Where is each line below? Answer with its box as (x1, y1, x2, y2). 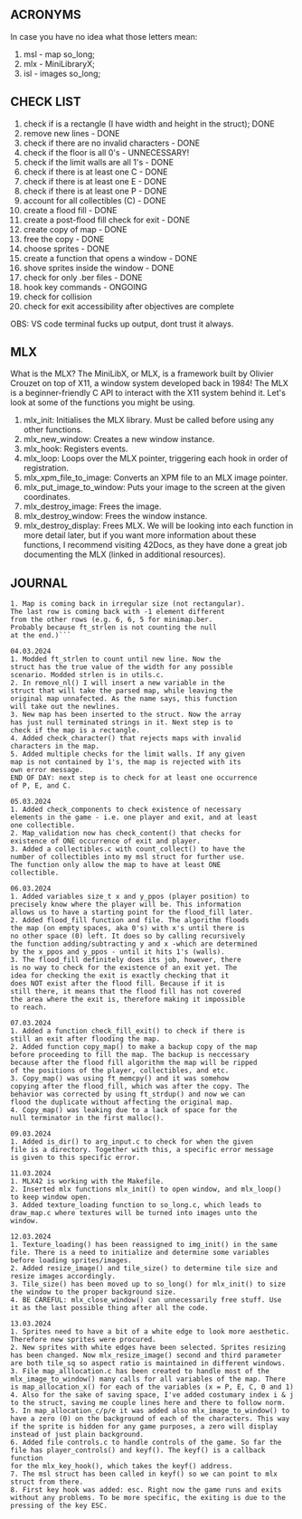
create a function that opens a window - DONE (23, 252, 198, 263)
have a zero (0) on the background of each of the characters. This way (10, 1414, 290, 1423)
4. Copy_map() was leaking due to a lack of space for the (10, 1106, 238, 1115)
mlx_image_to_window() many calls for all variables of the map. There (10, 1374, 286, 1384)
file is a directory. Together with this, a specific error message (10, 1146, 274, 1155)
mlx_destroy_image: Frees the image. (23, 501, 162, 512)
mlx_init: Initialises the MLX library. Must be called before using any (23, 415, 275, 426)
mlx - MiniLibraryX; (23, 58, 96, 69)
